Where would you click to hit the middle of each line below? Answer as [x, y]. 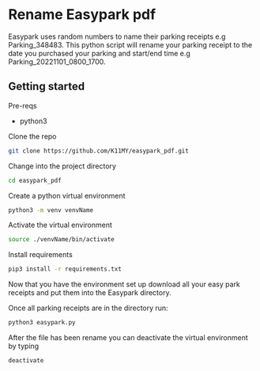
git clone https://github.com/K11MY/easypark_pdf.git [99, 151]
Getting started [47, 87]
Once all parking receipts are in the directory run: [88, 308]
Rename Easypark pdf [82, 15]
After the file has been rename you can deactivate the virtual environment [128, 337]
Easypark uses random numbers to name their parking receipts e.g [117, 36]
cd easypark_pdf [35, 180]
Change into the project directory [62, 166]
